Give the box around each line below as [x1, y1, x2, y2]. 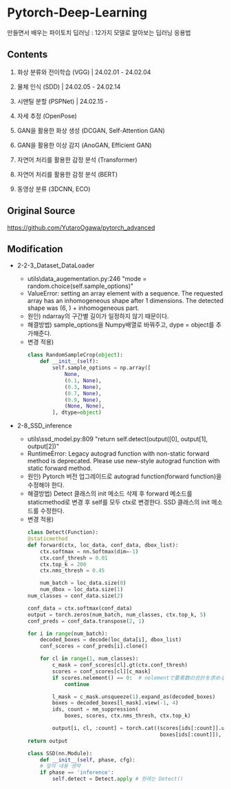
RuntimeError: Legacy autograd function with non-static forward [27, 449, 210, 458]
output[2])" [27, 442, 60, 451]
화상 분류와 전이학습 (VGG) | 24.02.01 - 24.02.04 [16, 67, 151, 76]
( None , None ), [64, 403, 105, 410]
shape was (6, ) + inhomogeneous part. [27, 304, 140, 312]
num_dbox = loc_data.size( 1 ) [40, 586, 124, 593]
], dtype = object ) [52, 409, 102, 416]
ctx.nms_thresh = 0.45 [40, 567, 105, 575]
